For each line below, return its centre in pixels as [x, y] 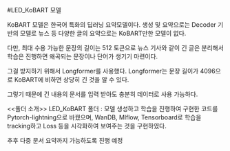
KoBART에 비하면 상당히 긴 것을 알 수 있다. [72, 80]
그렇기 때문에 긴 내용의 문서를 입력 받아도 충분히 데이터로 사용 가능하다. [103, 94]
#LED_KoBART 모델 [34, 10]
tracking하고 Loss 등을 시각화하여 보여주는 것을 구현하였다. [87, 126]
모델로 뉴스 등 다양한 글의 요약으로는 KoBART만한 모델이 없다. [103, 33]
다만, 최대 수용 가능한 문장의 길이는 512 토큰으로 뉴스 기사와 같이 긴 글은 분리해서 [115, 48]
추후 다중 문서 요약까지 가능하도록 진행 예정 [65, 140]
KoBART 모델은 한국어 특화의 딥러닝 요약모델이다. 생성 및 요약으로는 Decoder [112, 25]
